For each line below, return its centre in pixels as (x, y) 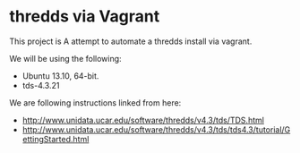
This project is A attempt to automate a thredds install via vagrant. (131, 41)
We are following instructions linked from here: (95, 102)
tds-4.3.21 (41, 85)
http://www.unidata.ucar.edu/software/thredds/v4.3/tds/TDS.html (143, 120)
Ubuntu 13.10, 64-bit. (60, 76)
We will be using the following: (66, 58)
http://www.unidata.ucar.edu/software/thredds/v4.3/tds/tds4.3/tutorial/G (156, 129)
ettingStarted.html (56, 139)
